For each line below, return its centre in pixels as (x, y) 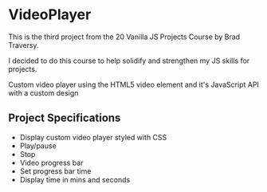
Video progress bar (51, 163)
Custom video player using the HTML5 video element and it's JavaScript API (133, 84)
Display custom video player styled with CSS (93, 137)
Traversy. (24, 45)
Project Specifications (65, 118)
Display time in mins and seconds (75, 179)
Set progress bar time (55, 171)
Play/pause (38, 146)
